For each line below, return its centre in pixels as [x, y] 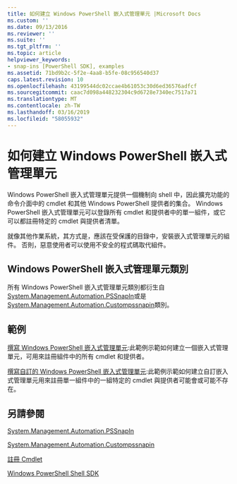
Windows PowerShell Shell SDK [53, 473]
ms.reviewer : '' [31, 34]
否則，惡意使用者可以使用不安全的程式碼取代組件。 [95, 245]
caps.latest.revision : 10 [45, 79]
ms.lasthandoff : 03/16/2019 [49, 112]
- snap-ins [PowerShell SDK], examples [66, 66]
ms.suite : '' [26, 40]
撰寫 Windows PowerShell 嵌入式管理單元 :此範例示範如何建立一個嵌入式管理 [118, 348]
